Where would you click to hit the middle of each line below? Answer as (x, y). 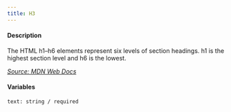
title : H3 (21, 13)
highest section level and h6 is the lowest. (67, 58)
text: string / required (43, 102)
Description (25, 36)
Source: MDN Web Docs (42, 71)
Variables (21, 87)
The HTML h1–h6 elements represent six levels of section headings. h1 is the (116, 51)
